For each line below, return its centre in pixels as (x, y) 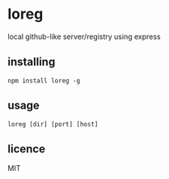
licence (27, 149)
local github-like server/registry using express (84, 36)
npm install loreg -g (44, 81)
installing (32, 62)
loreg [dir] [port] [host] (53, 124)
